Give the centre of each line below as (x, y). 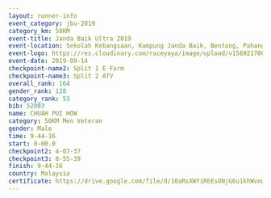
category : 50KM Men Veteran (56, 121)
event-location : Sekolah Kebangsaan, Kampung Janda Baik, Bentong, (124, 46)
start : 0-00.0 (32, 143)
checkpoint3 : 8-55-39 (45, 158)
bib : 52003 (27, 106)
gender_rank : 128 (38, 91)
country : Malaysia (39, 174)
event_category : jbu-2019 (52, 23)
